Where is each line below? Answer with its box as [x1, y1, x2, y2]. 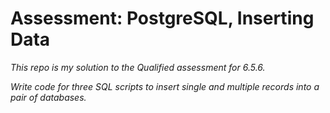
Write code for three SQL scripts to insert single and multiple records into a [10, 80, 320, 92]
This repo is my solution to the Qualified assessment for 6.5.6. [10, 61, 266, 73]
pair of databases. [10, 91, 87, 103]
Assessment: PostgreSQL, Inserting [10, 7, 315, 30]
